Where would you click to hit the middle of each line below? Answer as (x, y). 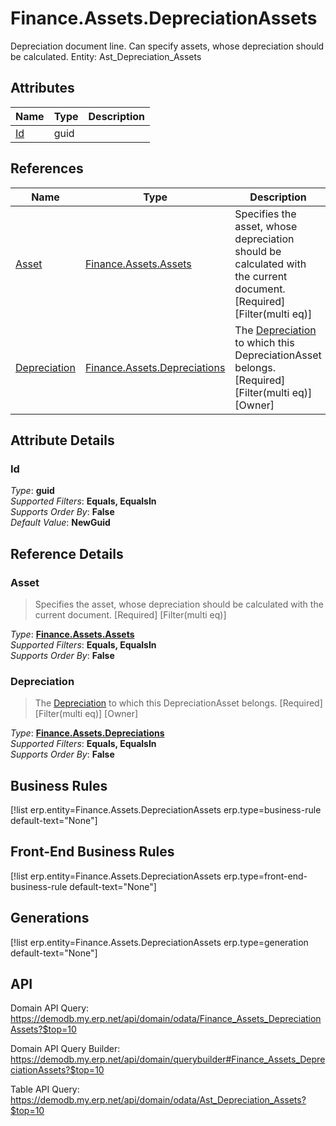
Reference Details (67, 553)
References (47, 168)
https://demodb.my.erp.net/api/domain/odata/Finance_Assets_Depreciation (166, 1019)
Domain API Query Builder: (65, 1049)
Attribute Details (62, 440)
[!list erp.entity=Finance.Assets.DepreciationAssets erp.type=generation (159, 942)
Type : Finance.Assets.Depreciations (87, 733)
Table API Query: (45, 1089)
